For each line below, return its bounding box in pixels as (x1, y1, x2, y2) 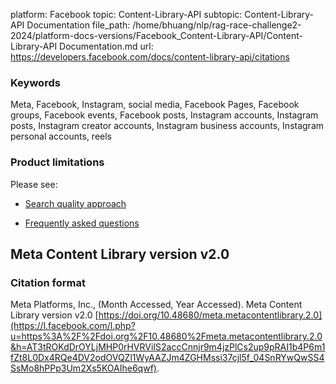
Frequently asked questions (24, 217, 140, 229)
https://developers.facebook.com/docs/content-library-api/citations (10, 51, 290, 63)
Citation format (10, 275, 87, 289)
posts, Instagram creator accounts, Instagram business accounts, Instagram (10, 120, 325, 132)
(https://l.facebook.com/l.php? (10, 320, 136, 332)
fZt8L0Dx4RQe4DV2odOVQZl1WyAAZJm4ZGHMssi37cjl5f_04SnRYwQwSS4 (10, 352, 325, 364)
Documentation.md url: (59, 40, 154, 52)
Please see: (10, 178, 58, 190)
